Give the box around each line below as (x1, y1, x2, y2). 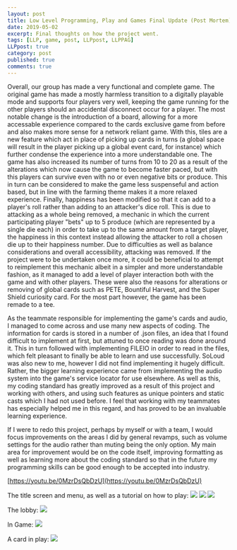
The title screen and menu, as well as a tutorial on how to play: (7, 491, 189, 499)
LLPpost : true (7, 43, 49, 50)
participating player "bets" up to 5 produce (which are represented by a (7, 217, 215, 226)
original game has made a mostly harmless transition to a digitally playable (7, 90, 224, 98)
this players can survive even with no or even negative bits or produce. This (7, 172, 228, 181)
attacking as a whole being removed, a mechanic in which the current (7, 210, 209, 218)
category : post (7, 50, 52, 57)
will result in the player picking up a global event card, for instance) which (7, 142, 222, 151)
